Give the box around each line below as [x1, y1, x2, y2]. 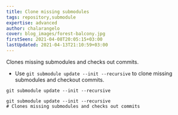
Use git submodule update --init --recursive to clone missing [14, 70, 173, 77]
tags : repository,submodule [6, 14, 76, 20]
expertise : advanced [6, 20, 58, 26]
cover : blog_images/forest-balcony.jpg [6, 31, 106, 37]
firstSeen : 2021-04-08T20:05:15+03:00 [6, 36, 103, 42]
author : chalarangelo [6, 25, 60, 32]
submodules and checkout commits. [14, 76, 105, 83]
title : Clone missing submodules [6, 8, 90, 15]
